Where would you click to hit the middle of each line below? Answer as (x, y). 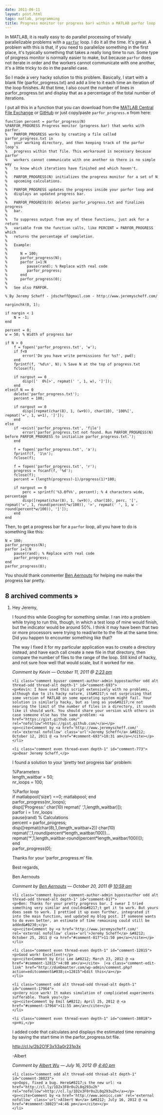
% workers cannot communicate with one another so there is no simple (80, 160)
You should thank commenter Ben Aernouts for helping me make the (74, 575)
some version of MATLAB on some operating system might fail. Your (82, 698)
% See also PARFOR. (27, 288)
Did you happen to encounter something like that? (62, 638)
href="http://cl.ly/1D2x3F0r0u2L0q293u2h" (56, 1087)
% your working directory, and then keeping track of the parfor (75, 143)
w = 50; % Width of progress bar (39, 335)
